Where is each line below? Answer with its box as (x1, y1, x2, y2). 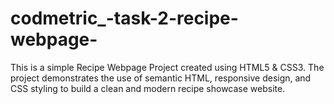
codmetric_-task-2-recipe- (10, 7, 239, 30)
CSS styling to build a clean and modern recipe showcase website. (10, 82, 286, 94)
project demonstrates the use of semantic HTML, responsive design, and (10, 72, 312, 84)
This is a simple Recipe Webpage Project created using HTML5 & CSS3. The (10, 61, 325, 73)
